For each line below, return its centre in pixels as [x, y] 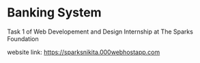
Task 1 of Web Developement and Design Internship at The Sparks [100, 32]
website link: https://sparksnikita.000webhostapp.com [84, 52]
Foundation [23, 38]
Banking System [54, 13]
